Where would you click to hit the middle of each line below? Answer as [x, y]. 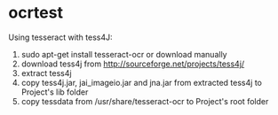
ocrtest [36, 13]
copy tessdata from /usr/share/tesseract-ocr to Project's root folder [145, 101]
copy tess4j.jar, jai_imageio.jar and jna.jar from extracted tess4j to [142, 82]
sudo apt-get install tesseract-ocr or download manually [124, 54]
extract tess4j [46, 73]
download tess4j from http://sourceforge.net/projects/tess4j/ [133, 64]
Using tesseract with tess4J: [60, 37]
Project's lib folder [55, 92]
